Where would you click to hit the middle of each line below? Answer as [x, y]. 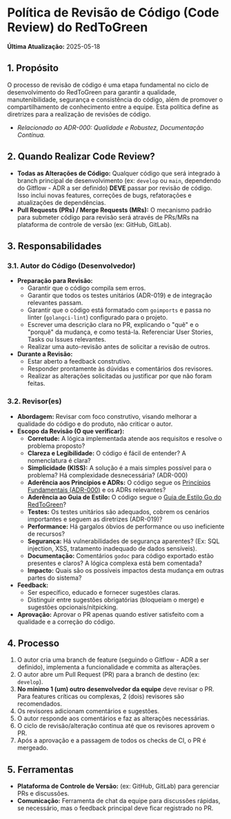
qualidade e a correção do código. [66, 622]
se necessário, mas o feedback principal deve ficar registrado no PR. [115, 808]
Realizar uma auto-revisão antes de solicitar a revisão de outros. [119, 347]
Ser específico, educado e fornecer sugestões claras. [104, 592]
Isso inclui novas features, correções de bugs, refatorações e [104, 195]
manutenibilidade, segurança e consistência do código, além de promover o [115, 99]
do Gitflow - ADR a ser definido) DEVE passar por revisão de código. [114, 188]
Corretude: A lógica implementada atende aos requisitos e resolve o [125, 438]
